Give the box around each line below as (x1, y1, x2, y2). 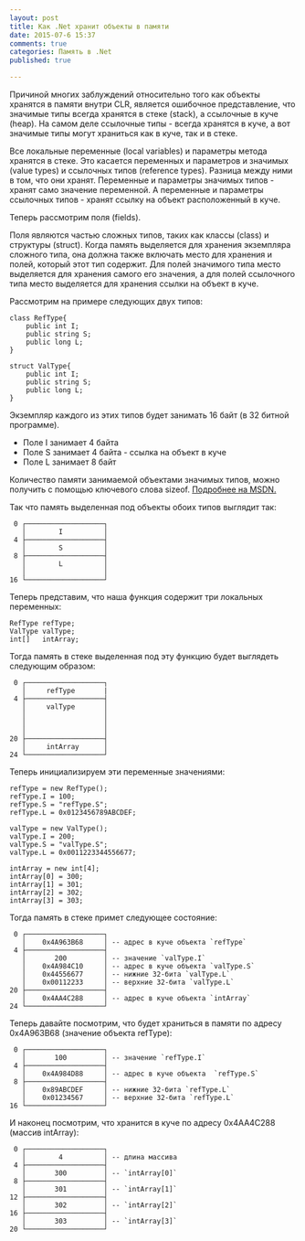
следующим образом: (9, 660, 96, 671)
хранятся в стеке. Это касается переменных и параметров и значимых (9, 155, 289, 166)
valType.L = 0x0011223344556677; (9, 848, 137, 857)
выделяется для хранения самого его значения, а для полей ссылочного (9, 269, 295, 279)
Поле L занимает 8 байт (22, 456, 117, 467)
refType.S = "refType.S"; (9, 800, 108, 809)
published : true (9, 56, 71, 65)
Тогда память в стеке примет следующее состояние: (9, 912, 217, 923)
